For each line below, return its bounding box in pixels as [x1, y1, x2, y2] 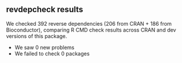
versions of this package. [6, 32, 68, 40]
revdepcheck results [6, 5, 83, 15]
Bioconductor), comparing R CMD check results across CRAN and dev [6, 26, 176, 33]
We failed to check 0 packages [14, 50, 90, 57]
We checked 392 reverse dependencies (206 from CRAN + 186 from [6, 20, 172, 27]
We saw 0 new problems [14, 44, 75, 51]
